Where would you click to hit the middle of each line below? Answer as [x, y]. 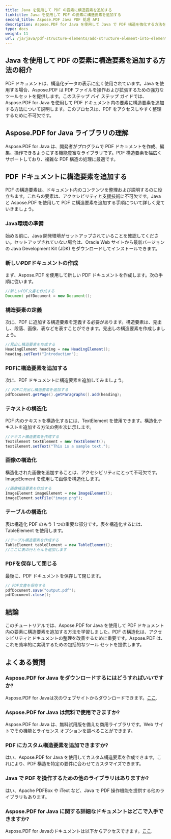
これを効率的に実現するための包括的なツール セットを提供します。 [75, 645]
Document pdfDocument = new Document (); [49, 296]
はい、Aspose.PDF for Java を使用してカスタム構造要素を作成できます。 [81, 757]
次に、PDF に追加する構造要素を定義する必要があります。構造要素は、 [79, 322]
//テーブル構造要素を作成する [32, 540]
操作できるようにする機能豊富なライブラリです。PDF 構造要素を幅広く [88, 153]
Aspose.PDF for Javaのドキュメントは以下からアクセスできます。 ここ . [79, 831]
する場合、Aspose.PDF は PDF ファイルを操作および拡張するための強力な [87, 89]
